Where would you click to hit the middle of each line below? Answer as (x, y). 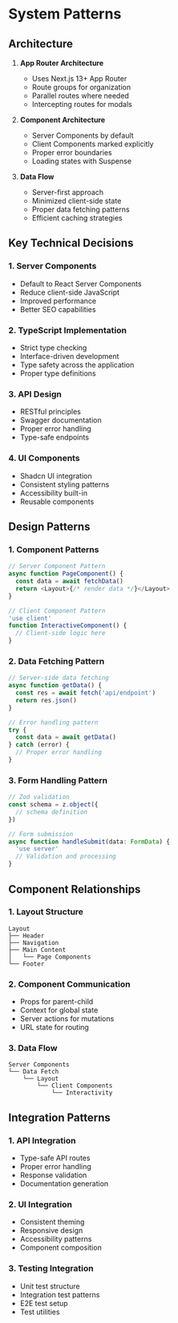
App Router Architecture (62, 63)
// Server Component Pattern (57, 567)
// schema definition (52, 812)
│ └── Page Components (50, 957)
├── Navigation (34, 942)
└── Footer (26, 964)
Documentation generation (64, 1184)
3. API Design (35, 394)
